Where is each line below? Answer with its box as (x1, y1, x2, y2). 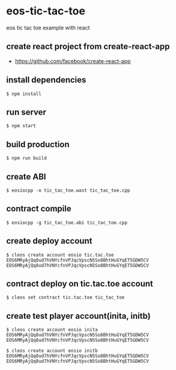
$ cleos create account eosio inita (6, 327, 98, 333)
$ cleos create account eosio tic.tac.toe (6, 252, 114, 258)
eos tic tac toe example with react (6, 24, 90, 31)
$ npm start (6, 123, 36, 129)
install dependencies (6, 75, 86, 85)
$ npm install (6, 91, 42, 97)
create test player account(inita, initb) (6, 311, 151, 321)
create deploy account (6, 236, 93, 246)
